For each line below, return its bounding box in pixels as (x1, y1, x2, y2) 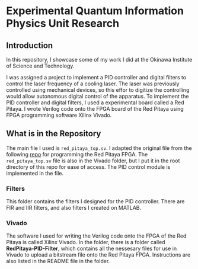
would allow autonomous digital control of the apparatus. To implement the (6, 93, 189, 100)
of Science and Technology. (6, 62, 75, 69)
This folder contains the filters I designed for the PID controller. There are (6, 198, 185, 205)
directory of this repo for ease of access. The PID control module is (6, 163, 171, 170)
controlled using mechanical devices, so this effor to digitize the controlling (6, 87, 190, 93)
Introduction (6, 40, 53, 50)
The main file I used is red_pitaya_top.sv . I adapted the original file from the (6, 144, 192, 152)
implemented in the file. (6, 169, 64, 177)
